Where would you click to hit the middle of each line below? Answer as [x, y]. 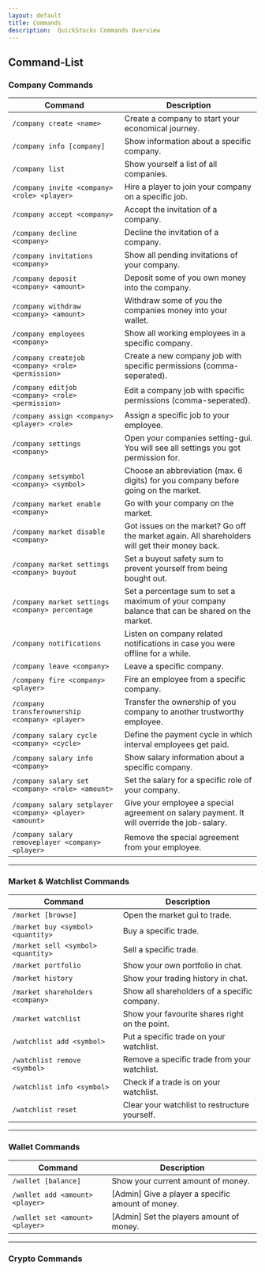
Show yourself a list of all [171, 165]
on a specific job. [156, 197]
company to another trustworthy [184, 712]
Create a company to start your [182, 119]
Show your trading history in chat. [185, 979]
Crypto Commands [45, 1259]
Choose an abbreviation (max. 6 [183, 471]
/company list [39, 169]
